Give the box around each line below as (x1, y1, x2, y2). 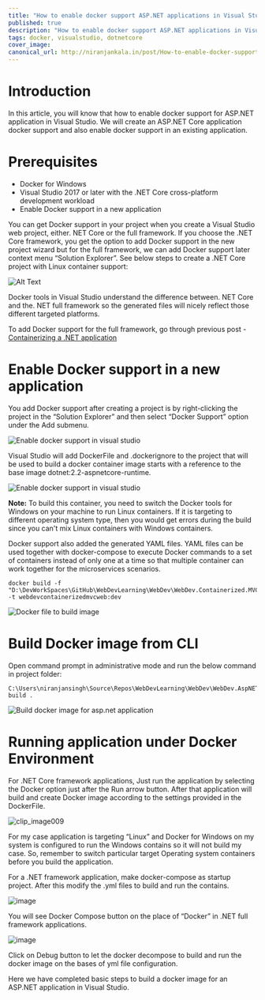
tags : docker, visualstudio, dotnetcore (8, 33, 144, 42)
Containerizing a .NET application (8, 333, 118, 342)
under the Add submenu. (8, 420, 89, 429)
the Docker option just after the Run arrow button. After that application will (8, 784, 252, 794)
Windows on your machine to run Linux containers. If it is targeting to (8, 507, 233, 516)
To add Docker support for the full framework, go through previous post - (8, 324, 247, 334)
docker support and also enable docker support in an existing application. (8, 125, 248, 134)
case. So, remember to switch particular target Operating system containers (8, 848, 256, 858)
